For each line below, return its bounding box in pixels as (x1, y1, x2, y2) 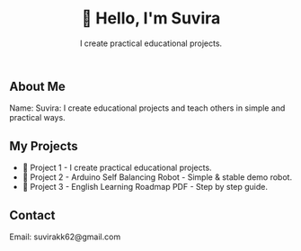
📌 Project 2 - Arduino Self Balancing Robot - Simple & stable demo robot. (22, 172, 293, 183)
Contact (9, 207, 56, 223)
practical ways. (9, 112, 66, 123)
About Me (9, 78, 66, 94)
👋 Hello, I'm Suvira (81, 8, 221, 29)
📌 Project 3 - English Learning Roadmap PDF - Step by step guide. (22, 182, 268, 193)
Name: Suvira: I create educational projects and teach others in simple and (9, 103, 286, 113)
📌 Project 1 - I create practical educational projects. (22, 162, 213, 174)
